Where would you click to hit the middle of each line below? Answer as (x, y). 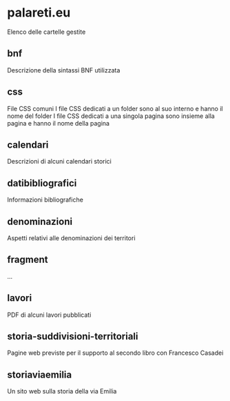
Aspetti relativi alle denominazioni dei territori (71, 238)
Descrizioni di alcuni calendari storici (59, 162)
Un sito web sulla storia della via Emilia (62, 391)
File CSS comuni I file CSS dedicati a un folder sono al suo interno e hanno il (115, 108)
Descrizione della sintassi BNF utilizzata (64, 70)
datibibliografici (42, 183)
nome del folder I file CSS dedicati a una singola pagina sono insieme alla (111, 116)
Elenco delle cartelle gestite (46, 32)
